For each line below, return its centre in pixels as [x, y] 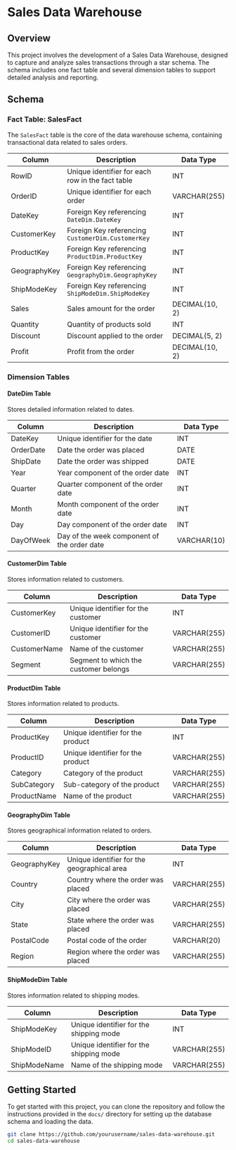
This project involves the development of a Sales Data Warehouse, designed [118, 55]
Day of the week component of [108, 536]
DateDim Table [29, 393]
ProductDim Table [34, 688]
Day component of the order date [112, 524]
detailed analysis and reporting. [53, 77]
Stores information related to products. [63, 704]
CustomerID [31, 633]
